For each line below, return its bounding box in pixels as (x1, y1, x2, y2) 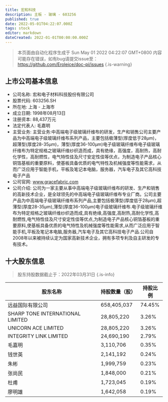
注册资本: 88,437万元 (12, 116, 56, 122)
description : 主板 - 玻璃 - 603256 (5, 12, 76, 17)
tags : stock (5, 26, 30, 31)
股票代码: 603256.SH (12, 97, 56, 103)
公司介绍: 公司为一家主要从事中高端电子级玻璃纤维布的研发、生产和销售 (12, 185, 160, 191)
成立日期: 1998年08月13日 (12, 110, 66, 116)
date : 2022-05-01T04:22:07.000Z (5, 21, 72, 26)
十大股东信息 (5, 257, 45, 266)
